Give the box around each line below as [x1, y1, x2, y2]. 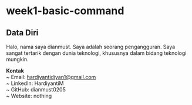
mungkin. [6, 56, 29, 63]
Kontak [6, 67, 25, 74]
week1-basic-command [6, 4, 124, 18]
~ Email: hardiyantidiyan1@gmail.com [6, 74, 96, 80]
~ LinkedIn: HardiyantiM [6, 80, 64, 87]
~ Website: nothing [6, 93, 52, 99]
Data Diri [6, 28, 39, 38]
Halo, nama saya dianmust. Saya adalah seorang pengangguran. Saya [6, 43, 176, 50]
